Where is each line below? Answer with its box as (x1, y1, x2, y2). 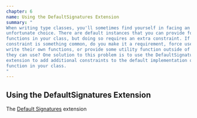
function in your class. (6, 63, 67, 69)
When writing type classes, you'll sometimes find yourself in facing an (6, 25, 191, 31)
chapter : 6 (6, 8, 33, 15)
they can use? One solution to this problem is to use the (6, 52, 154, 58)
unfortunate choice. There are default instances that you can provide (6, 30, 185, 36)
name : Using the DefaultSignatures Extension (6, 14, 119, 20)
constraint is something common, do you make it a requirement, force (6, 41, 182, 47)
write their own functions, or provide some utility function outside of (6, 47, 191, 53)
